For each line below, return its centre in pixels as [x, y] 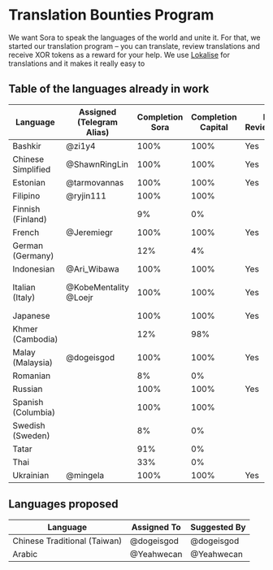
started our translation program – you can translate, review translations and [134, 46]
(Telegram [97, 122]
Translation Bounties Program [111, 15]
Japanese [31, 315]
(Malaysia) [32, 362]
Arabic [25, 554]
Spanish [28, 402]
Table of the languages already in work [109, 89]
